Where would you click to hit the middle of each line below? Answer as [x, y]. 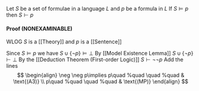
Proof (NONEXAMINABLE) [40, 29]
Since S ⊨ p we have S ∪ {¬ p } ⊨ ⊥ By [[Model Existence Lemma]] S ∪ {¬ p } [100, 54]
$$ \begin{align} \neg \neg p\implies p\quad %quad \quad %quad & [101, 75]
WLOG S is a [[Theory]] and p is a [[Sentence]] [64, 42]
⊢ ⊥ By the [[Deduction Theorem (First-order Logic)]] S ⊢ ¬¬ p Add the [95, 59]
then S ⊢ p [20, 15]
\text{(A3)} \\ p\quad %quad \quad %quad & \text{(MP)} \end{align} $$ [101, 81]
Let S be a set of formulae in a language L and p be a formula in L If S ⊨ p [97, 9]
